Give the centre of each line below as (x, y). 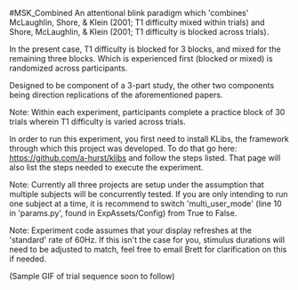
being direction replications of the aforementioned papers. (116, 95)
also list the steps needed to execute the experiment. (106, 167)
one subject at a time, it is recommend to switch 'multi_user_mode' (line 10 (145, 203)
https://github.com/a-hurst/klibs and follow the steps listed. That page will (145, 158)
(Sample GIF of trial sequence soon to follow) (92, 276)
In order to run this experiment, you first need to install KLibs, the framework (149, 139)
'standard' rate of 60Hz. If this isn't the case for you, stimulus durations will (147, 240)
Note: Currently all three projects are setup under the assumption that (137, 185)
